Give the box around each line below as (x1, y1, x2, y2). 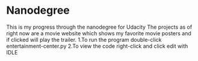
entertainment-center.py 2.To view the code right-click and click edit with (6, 42, 188, 50)
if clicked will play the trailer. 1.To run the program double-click (6, 36, 162, 43)
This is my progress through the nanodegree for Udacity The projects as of (6, 23, 193, 30)
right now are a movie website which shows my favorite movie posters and (6, 29, 191, 36)
